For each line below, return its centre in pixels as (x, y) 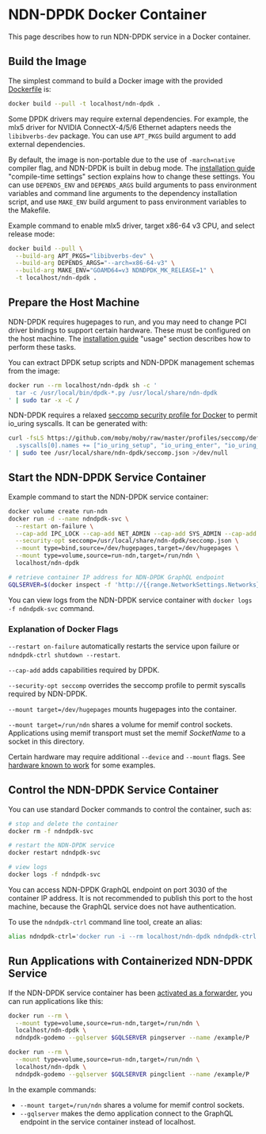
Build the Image (47, 62)
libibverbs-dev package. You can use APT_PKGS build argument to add (122, 136)
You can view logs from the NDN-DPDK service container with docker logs (130, 600)
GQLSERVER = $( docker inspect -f (60, 585)
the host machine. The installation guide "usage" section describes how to (129, 338)
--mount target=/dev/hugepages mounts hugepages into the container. (123, 709)
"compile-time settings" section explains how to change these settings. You (132, 176)
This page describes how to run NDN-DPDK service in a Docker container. (129, 37)
